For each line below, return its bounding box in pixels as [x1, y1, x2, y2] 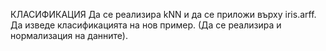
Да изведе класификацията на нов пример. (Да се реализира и [10, 19, 282, 31]
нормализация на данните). [10, 30, 128, 41]
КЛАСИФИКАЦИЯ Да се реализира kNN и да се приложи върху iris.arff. [10, 9, 317, 20]
